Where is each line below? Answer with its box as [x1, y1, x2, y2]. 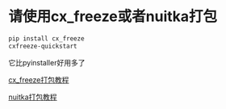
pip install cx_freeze [8, 34, 85, 43]
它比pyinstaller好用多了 [8, 57, 86, 67]
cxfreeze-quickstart [8, 42, 78, 50]
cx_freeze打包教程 [8, 74, 69, 85]
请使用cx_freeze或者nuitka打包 [8, 7, 218, 26]
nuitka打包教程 [8, 92, 58, 102]
